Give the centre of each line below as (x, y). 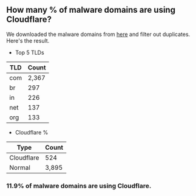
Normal (20, 167)
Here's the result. (28, 40)
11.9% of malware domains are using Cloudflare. (79, 186)
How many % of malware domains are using (91, 10)
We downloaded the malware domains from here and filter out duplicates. (98, 34)
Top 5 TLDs (29, 52)
